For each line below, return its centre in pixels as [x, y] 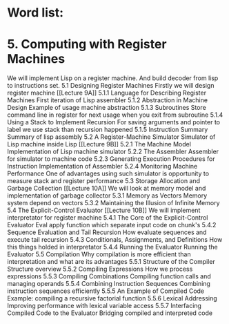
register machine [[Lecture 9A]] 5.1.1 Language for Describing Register [107, 93]
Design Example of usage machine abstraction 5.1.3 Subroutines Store [107, 108]
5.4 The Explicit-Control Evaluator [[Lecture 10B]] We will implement [104, 210]
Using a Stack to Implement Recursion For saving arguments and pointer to [114, 122]
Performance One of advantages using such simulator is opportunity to [108, 173]
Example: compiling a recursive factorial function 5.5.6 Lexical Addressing [112, 298]
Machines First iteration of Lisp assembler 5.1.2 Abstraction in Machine [108, 100]
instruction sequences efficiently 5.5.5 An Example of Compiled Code [106, 291]
